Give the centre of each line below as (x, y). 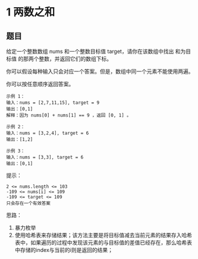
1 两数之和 (31, 12)
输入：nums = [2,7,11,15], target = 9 (53, 103)
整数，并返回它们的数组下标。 (75, 59)
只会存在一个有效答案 (28, 203)
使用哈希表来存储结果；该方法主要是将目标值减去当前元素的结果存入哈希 (103, 235)
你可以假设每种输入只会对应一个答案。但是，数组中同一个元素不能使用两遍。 (100, 71)
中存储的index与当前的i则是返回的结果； (64, 250)
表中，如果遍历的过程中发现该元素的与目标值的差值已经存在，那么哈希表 (103, 242)
